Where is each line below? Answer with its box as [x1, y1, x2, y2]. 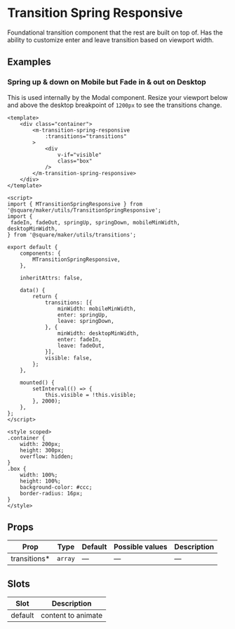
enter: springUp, [57, 311, 109, 318]
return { [32, 293, 58, 300]
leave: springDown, [57, 317, 114, 324]
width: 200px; [20, 440, 61, 447]
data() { [20, 286, 46, 293]
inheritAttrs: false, [20, 274, 83, 281]
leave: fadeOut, [57, 342, 105, 349]
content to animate [41, 611, 103, 621]
